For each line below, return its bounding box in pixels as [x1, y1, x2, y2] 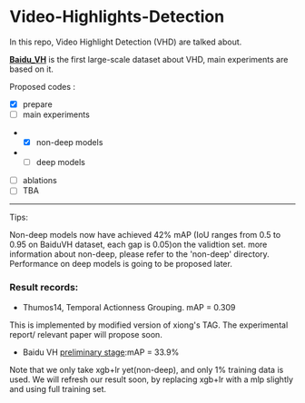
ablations [22, 175, 57, 186]
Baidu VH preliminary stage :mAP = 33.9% [22, 347, 180, 358]
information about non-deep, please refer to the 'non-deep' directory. [9, 249, 270, 260]
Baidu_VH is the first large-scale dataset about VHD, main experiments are [9, 54, 289, 64]
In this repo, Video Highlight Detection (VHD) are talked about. [9, 36, 242, 47]
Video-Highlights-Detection [9, 6, 225, 27]
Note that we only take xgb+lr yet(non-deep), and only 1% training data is [9, 364, 284, 375]
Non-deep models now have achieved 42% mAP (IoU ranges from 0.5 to [9, 230, 281, 241]
